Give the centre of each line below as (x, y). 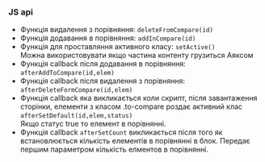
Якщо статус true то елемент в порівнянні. (93, 124)
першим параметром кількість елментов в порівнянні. (114, 150)
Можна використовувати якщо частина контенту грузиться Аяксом (137, 56)
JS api (21, 12)
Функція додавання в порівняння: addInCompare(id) (108, 38)
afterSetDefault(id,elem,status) (76, 116)
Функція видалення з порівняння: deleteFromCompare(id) (117, 30)
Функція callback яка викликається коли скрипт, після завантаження (139, 98)
